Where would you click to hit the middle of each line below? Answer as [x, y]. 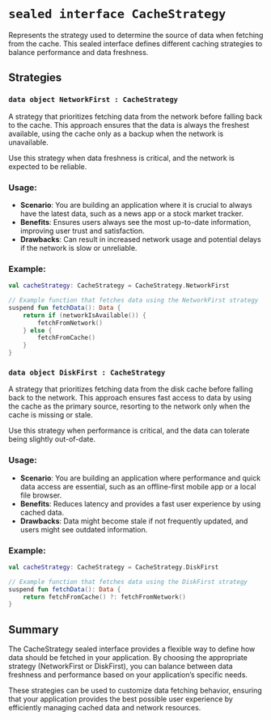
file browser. [41, 495]
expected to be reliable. [48, 166]
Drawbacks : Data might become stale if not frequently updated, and [134, 521]
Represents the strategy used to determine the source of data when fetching [136, 35]
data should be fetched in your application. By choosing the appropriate [128, 658]
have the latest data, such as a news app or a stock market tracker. [132, 214]
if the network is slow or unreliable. [78, 248]
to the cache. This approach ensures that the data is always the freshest [129, 125]
